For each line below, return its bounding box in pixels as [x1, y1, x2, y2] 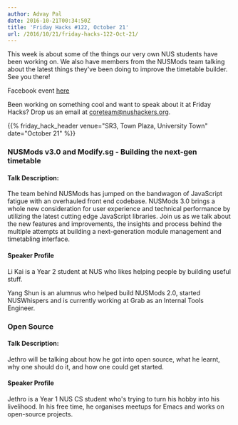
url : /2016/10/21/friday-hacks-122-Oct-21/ [7, 30, 139, 38]
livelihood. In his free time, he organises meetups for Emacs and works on [7, 402, 224, 411]
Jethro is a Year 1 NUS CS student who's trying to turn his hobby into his [7, 394, 219, 403]
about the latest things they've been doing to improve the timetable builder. [7, 65, 228, 73]
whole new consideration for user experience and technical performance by [7, 205, 231, 213]
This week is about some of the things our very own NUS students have [7, 50, 218, 58]
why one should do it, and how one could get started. [7, 362, 164, 371]
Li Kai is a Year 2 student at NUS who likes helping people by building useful [7, 267, 232, 275]
